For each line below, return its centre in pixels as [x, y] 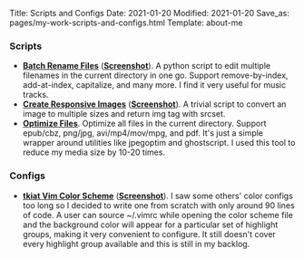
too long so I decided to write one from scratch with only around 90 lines [158, 205]
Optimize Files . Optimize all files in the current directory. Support [144, 124]
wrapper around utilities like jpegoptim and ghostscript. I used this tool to [159, 143]
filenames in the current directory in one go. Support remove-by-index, [155, 75]
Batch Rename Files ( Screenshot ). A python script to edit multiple [146, 66]
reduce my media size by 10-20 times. [94, 152]
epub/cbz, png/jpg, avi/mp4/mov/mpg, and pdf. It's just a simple [143, 133]
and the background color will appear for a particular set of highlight [150, 225]
